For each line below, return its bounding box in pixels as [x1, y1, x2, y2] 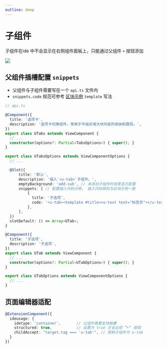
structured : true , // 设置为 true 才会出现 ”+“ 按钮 [14, 325, 141, 331]
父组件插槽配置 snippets [5, 73, 80, 81]
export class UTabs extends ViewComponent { [5, 131, 99, 136]
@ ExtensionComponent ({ [5, 311, 52, 317]
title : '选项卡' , [9, 117, 43, 122]
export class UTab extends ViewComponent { [5, 250, 97, 256]
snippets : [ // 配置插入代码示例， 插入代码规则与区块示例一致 [18, 186, 136, 191]
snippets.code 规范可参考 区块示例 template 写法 [12, 93, 112, 100]
